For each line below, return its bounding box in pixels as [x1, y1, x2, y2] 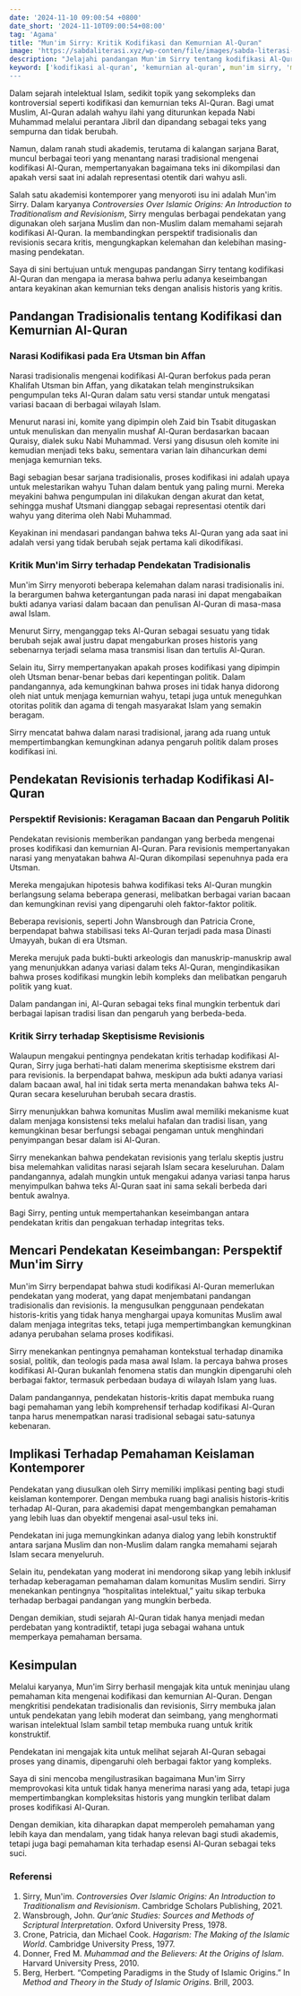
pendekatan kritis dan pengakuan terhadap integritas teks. [9, 1216, 226, 1227]
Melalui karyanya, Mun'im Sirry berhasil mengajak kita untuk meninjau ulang [9, 1681, 290, 1692]
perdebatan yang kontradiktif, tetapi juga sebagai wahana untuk [9, 1622, 245, 1633]
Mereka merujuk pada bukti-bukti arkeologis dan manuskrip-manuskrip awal [9, 952, 292, 963]
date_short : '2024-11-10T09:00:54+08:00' [9, 22, 167, 31]
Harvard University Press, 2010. [21, 1957, 140, 1968]
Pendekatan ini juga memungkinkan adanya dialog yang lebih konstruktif [9, 1530, 277, 1541]
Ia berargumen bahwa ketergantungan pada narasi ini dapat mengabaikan [9, 588, 282, 599]
